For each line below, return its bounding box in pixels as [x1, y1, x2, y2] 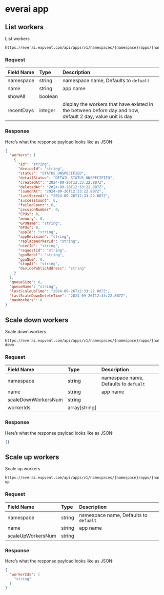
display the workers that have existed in [62, 101, 154, 108]
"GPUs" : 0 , [18, 225, 41, 230]
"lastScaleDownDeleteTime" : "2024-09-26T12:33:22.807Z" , [9, 293, 128, 298]
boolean [39, 93, 58, 100]
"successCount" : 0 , [18, 198, 58, 203]
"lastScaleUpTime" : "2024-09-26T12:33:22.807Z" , [9, 288, 110, 293]
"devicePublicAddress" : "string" [18, 266, 86, 271]
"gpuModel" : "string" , [18, 252, 64, 257]
